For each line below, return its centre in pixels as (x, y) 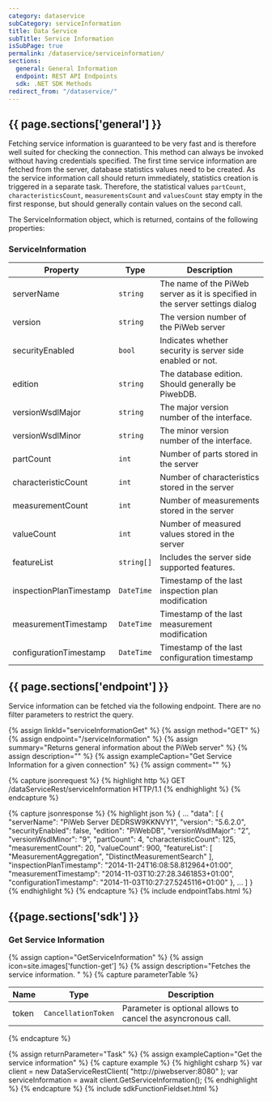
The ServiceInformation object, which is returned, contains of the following (133, 220)
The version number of (203, 317)
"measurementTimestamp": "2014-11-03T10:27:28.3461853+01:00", (121, 874)
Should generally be (198, 384)
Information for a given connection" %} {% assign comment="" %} (120, 765)
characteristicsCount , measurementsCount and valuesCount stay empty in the (136, 195)
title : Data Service (43, 31)
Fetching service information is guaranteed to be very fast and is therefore (132, 144)
